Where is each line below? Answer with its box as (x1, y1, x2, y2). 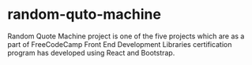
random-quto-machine (7, 5, 161, 23)
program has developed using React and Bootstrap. (7, 48, 175, 57)
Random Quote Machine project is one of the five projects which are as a (7, 31, 245, 41)
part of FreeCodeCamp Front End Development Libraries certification (7, 39, 232, 49)
